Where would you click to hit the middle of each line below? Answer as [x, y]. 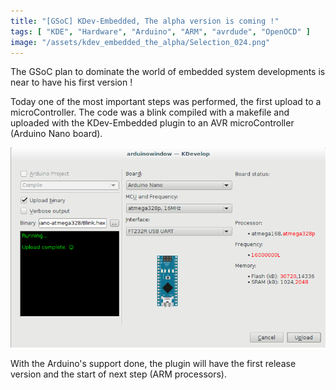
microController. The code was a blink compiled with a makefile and [150, 112]
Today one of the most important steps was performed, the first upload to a [166, 102]
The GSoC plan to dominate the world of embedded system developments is [168, 72]
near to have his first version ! [71, 82]
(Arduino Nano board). [56, 134]
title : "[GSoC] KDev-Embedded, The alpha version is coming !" [145, 21]
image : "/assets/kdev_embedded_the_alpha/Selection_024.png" [140, 42]
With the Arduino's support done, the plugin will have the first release [153, 363]
